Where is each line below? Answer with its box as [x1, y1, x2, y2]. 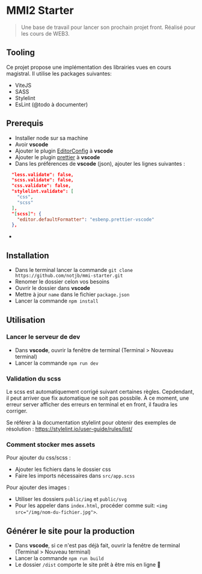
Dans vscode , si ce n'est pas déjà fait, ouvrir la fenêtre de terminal [14, 542, 180, 549]
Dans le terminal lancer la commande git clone [14, 266, 133, 274]
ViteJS [14, 81, 32, 89]
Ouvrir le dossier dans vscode [14, 285, 90, 292]
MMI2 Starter [6, 4, 74, 17]
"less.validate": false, [11, 171, 74, 178]
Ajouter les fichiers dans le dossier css [14, 465, 111, 473]
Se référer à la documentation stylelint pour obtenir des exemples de [6, 419, 176, 426]
